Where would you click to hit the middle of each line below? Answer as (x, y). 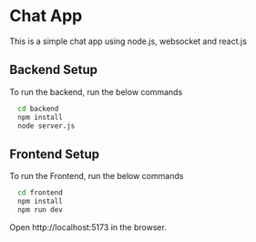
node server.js (46, 126)
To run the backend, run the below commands (96, 91)
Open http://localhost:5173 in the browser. (88, 227)
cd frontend (41, 193)
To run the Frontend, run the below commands (97, 176)
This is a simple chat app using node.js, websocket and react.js (128, 41)
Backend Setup (54, 70)
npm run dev (41, 210)
